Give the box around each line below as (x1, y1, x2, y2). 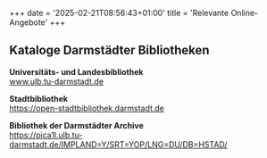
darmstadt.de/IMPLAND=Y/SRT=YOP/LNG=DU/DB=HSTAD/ (9, 138, 228, 150)
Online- (230, 8, 259, 18)
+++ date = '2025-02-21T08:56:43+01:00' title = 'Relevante (9, 8, 229, 18)
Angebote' (9, 17, 48, 28)
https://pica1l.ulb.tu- (9, 129, 83, 140)
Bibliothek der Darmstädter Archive (9, 120, 145, 130)
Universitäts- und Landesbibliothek (9, 66, 144, 77)
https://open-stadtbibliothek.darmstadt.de (9, 103, 165, 113)
